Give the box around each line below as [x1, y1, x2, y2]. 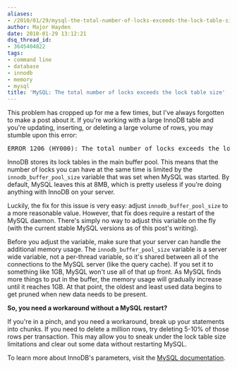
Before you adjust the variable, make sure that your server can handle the [7, 238, 221, 246]
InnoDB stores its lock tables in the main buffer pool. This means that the [7, 158, 219, 167]
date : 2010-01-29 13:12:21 [7, 30, 87, 37]
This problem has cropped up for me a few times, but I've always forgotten [7, 109, 224, 117]
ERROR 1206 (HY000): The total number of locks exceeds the [7, 145, 220, 152]
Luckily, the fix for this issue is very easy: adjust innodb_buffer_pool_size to [7, 202, 229, 210]
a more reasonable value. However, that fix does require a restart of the [7, 209, 215, 217]
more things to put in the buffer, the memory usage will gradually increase [7, 275, 222, 284]
